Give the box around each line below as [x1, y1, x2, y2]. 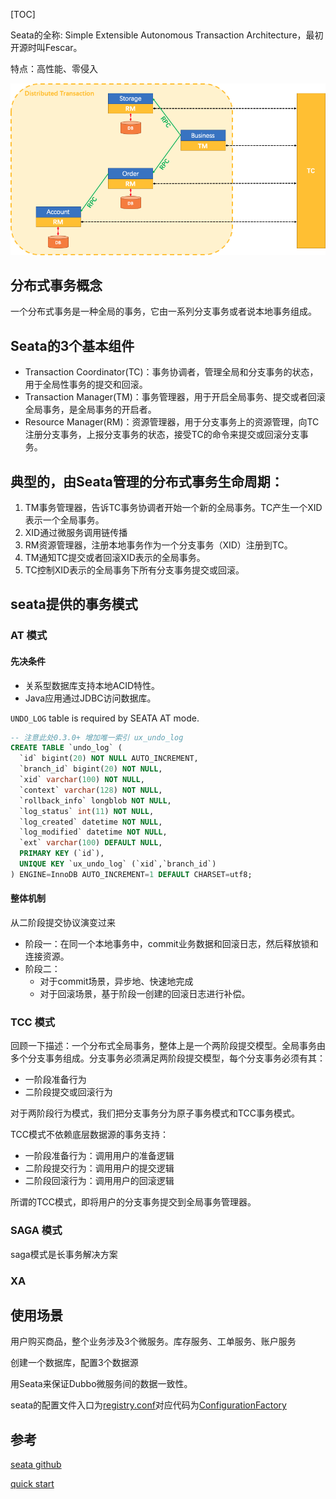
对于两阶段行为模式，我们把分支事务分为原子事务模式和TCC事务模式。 [10, 1107, 301, 1119]
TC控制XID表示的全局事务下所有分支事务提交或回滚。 [24, 564, 245, 576]
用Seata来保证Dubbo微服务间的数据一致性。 [10, 1378, 193, 1390]
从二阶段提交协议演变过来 [10, 917, 116, 929]
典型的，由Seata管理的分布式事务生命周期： [10, 473, 284, 490]
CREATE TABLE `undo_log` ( [10, 743, 123, 753]
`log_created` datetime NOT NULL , [19, 817, 163, 827]
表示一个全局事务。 [24, 514, 105, 526]
